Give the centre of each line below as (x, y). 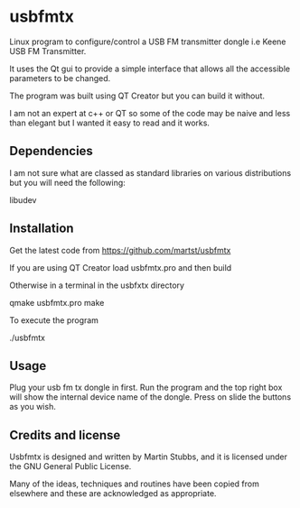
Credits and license (65, 435)
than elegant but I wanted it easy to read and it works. (110, 123)
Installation (42, 229)
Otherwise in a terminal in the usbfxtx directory (97, 285)
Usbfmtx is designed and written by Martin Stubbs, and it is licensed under (148, 457)
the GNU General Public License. (70, 466)
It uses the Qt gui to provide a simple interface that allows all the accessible (150, 69)
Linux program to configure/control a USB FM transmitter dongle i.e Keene (148, 42)
